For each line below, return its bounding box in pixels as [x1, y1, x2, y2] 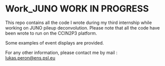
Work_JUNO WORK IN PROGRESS [5, 3, 149, 14]
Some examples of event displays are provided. [5, 39, 104, 45]
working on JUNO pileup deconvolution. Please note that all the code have [5, 24, 160, 30]
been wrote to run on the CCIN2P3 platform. [5, 30, 97, 36]
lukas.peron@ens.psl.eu [5, 54, 56, 60]
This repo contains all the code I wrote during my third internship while [5, 19, 152, 25]
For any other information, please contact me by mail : [5, 49, 118, 55]
